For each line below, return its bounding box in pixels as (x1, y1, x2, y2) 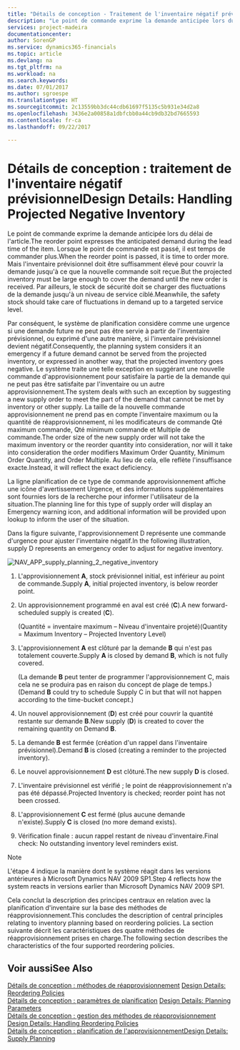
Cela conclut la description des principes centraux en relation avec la (7, 896, 211, 904)
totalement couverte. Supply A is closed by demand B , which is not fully (17, 651, 229, 660)
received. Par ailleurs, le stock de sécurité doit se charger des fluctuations (7, 283, 226, 291)
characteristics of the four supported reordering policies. (7, 941, 175, 950)
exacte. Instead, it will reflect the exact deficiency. (7, 464, 154, 472)
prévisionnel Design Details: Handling (7, 191, 233, 207)
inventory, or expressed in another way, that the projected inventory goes (7, 357, 224, 366)
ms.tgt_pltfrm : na (7, 64, 62, 71)
